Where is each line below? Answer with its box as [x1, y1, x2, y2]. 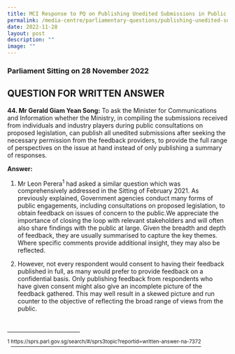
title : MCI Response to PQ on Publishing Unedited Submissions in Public [7, 10, 227, 18]
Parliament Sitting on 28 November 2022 [7, 66, 149, 76]
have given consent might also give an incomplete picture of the [17, 282, 203, 291]
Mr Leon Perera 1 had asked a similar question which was [17, 178, 181, 188]
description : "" [7, 36, 55, 43]
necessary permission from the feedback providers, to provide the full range [7, 136, 227, 144]
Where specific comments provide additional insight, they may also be [17, 239, 220, 247]
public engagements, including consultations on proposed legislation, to [17, 201, 225, 210]
